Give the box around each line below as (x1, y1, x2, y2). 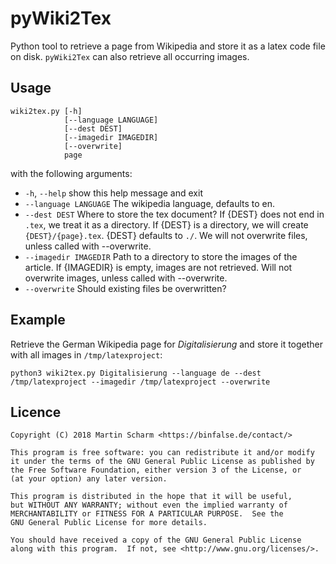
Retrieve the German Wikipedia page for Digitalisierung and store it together (10, 338, 324, 350)
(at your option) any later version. (10, 474, 168, 484)
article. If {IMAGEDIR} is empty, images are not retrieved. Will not (24, 261, 293, 273)
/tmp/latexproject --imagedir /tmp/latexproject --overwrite (10, 377, 271, 387)
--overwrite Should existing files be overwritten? (24, 282, 227, 294)
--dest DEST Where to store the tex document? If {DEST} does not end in (24, 208, 325, 220)
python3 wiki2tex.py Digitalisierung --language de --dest (10, 368, 262, 378)
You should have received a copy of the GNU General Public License (10, 535, 302, 546)
